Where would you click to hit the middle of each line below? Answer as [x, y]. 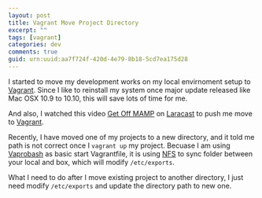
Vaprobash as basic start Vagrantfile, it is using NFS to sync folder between [131, 153]
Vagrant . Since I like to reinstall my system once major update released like [129, 90]
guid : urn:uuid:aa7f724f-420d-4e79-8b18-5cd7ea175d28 [98, 60]
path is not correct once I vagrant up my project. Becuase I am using [119, 145]
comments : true [33, 52]
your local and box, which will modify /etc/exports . [91, 162]
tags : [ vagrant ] [35, 37]
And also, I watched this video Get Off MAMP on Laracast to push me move [131, 113]
